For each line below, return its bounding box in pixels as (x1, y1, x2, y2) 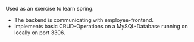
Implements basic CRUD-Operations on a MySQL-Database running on (14, 23, 188, 30)
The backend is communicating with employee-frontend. (14, 17, 154, 23)
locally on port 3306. (14, 29, 66, 36)
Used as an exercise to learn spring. (5, 5, 94, 12)
